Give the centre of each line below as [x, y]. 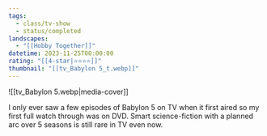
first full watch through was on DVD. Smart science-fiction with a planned [131, 116]
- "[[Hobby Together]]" [55, 46]
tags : [17, 16]
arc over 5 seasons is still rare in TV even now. [86, 124]
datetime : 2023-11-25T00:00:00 [61, 53]
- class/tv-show [43, 23]
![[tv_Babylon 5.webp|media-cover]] [69, 91]
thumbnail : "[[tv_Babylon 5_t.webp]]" [74, 69]
